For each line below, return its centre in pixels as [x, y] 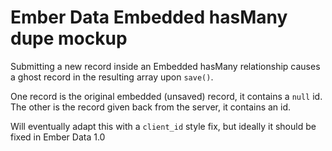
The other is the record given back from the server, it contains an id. [151, 107]
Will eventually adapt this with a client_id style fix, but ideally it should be [163, 126]
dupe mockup [69, 38]
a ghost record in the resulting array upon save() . [112, 77]
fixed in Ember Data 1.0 [58, 137]
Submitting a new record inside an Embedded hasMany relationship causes [165, 66]
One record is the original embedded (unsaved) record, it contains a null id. [166, 96]
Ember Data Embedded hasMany [149, 17]
